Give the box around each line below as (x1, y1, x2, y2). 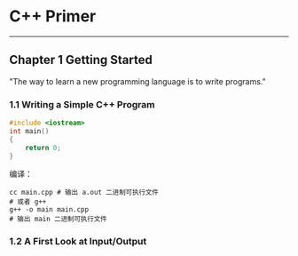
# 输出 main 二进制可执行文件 (9, 215, 108, 224)
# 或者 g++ (9, 197, 47, 206)
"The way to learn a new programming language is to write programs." (9, 76, 266, 86)
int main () (9, 126, 50, 135)
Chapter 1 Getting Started (9, 52, 153, 68)
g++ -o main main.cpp (9, 205, 90, 214)
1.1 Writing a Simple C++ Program (9, 98, 155, 110)
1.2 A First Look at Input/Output (9, 236, 147, 248)
